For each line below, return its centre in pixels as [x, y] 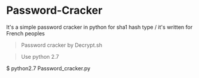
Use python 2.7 [40, 56]
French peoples [26, 33]
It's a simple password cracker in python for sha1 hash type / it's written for [99, 27]
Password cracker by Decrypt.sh [61, 45]
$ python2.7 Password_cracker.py [48, 68]
